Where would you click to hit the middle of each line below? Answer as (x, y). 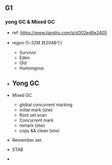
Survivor (28, 52)
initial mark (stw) (36, 110)
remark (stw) (32, 125)
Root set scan (33, 115)
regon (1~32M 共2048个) (37, 42)
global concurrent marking (46, 104)
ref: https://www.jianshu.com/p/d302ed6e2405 (59, 32)
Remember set (27, 140)
